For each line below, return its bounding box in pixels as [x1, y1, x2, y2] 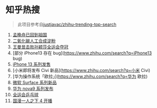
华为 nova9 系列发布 [12, 86, 54, 91]
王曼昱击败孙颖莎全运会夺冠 [12, 44, 69, 50]
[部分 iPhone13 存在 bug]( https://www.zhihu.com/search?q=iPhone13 [12, 50, 152, 56]
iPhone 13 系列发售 [12, 61, 51, 67]
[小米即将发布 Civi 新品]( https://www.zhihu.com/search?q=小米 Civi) [12, 67, 151, 73]
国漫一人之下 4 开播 [12, 98, 53, 104]
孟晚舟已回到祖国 [12, 32, 47, 37]
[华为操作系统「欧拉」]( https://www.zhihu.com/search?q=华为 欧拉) [12, 73, 148, 79]
